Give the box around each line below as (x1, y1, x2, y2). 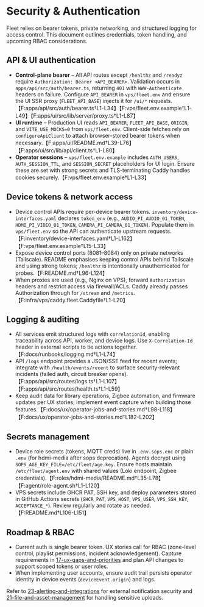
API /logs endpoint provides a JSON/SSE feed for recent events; (15, 358, 178, 365)
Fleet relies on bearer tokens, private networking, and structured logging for (6, 24, 197, 32)
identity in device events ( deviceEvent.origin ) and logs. (15, 576, 156, 583)
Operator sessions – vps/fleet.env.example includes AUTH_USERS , (15, 154, 179, 161)
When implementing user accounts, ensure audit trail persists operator (15, 569, 192, 577)
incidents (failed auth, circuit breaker (15, 371, 108, 378)
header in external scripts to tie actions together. (15, 343, 138, 351)
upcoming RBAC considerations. (6, 37, 88, 44)
